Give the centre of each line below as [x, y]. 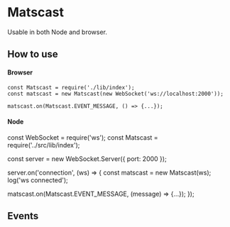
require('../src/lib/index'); [44, 145]
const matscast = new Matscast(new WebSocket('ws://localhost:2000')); [115, 94]
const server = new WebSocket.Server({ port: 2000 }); [87, 159]
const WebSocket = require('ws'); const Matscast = [83, 137]
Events [23, 216]
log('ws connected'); [38, 180]
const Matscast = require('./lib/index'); [71, 87]
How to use [33, 54]
